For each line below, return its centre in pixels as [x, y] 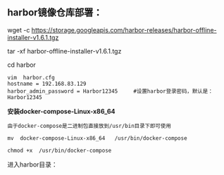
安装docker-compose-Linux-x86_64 [61, 111]
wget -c [19, 30]
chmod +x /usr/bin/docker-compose [60, 150]
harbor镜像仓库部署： [55, 13]
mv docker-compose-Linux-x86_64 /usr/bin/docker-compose [98, 138]
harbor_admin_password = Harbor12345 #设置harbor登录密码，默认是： [110, 91]
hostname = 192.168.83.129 [47, 84]
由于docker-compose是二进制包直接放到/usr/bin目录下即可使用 [89, 126]
